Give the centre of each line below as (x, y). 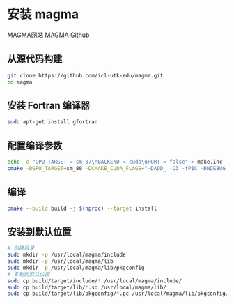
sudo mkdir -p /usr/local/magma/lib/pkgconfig (76, 268)
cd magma (20, 82)
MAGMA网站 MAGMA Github (48, 35)
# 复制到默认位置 (29, 274)
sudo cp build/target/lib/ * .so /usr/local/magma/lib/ (87, 287)
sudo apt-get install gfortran (53, 122)
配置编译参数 (35, 145)
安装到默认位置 (39, 232)
